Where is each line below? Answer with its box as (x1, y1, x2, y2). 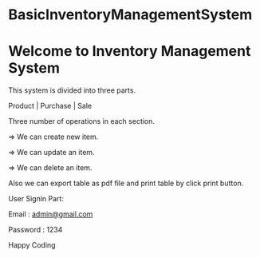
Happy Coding (8, 240, 56, 250)
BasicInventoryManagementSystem (8, 6, 253, 24)
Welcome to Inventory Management (8, 42, 251, 61)
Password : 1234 (8, 225, 63, 235)
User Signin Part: (8, 194, 64, 204)
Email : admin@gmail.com (8, 209, 93, 219)
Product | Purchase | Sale (8, 101, 93, 111)
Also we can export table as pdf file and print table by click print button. (8, 178, 244, 189)
